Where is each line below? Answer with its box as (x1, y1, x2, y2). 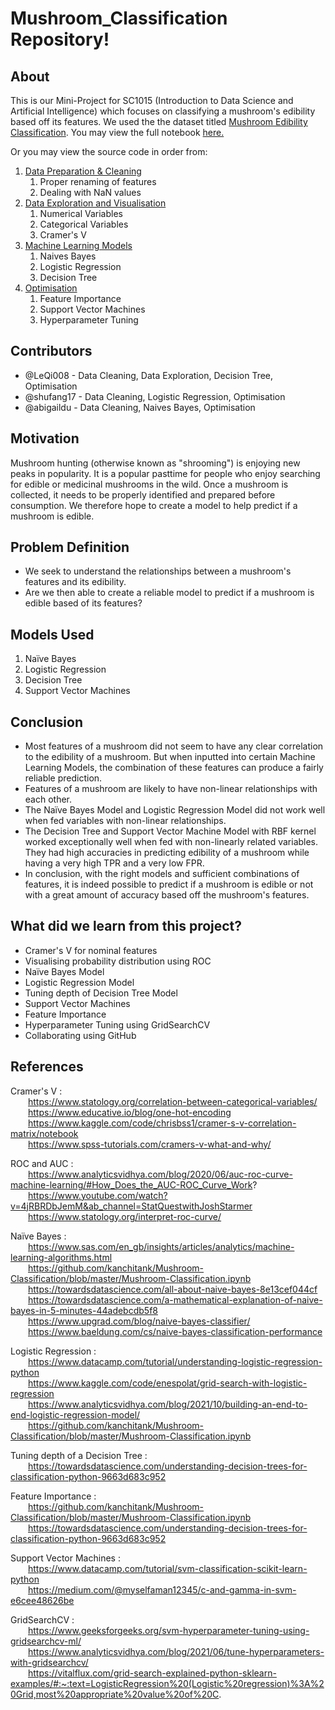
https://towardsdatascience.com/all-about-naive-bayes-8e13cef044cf (28, 1283, 318, 1295)
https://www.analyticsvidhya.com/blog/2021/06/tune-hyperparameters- (28, 1645, 325, 1657)
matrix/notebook (10, 1127, 79, 1139)
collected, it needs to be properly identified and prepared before (10, 488, 276, 501)
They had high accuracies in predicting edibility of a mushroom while (24, 847, 310, 859)
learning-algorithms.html (10, 1251, 113, 1263)
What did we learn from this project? (10, 918, 243, 935)
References (10, 1058, 84, 1076)
